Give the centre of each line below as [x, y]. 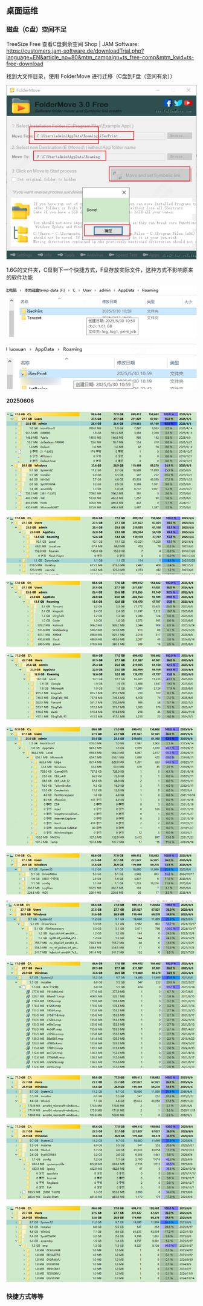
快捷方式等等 [25, 1297]
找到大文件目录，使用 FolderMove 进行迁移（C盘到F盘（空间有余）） [91, 76]
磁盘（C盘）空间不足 [37, 30]
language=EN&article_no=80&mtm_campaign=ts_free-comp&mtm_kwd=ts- [100, 57]
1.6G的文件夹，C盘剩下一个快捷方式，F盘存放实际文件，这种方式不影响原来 [100, 270]
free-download [25, 64]
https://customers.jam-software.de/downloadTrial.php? [75, 51]
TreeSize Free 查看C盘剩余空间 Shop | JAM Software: [73, 44]
